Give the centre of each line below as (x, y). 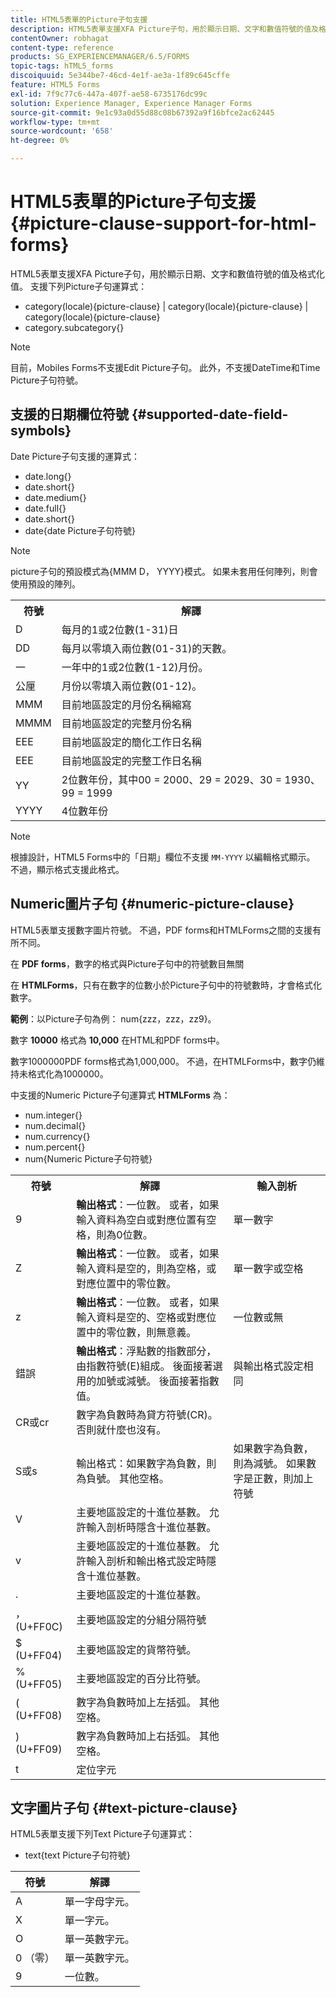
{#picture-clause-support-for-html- (163, 223)
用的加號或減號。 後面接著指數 (148, 1381)
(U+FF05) (39, 1684)
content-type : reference (62, 47)
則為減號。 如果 (270, 1463)
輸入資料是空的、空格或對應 (141, 1317)
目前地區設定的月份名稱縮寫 (126, 704)
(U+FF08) (39, 1715)
